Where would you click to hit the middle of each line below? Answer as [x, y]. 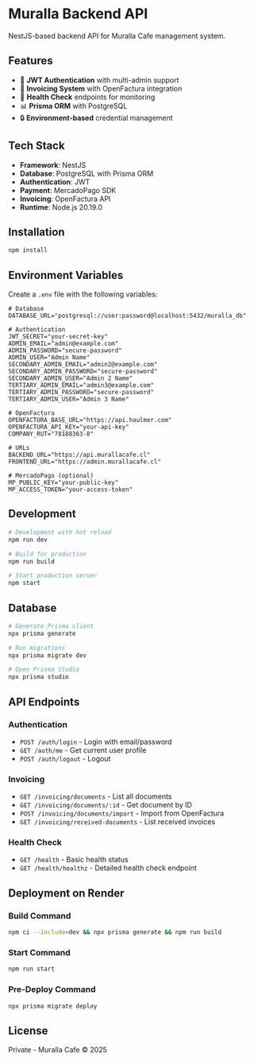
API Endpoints [44, 701]
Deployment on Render [66, 893]
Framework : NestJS [53, 165]
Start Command [40, 952]
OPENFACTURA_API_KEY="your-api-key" [69, 427]
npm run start [32, 969]
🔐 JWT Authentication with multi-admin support [99, 79]
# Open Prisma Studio [44, 670]
